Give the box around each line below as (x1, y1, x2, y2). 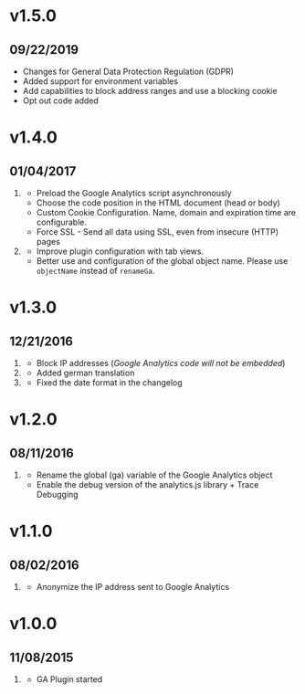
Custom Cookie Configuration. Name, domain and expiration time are (36, 207, 297, 217)
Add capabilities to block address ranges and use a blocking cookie (22, 86, 278, 96)
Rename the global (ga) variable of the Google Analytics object (36, 469, 273, 480)
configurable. (36, 216, 87, 227)
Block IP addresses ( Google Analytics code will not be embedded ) (36, 358, 286, 368)
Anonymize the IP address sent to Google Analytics (36, 582, 230, 592)
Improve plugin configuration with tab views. (36, 246, 204, 257)
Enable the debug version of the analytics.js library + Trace (36, 479, 259, 489)
